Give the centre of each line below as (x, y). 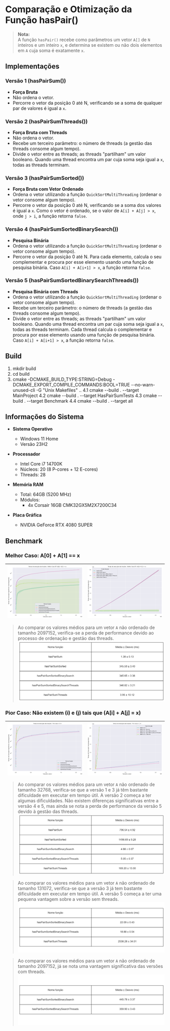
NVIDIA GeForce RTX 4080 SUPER (56, 525)
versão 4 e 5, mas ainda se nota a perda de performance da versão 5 (90, 806)
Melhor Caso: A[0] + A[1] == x (42, 555)
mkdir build (24, 368)
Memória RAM (28, 484)
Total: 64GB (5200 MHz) (46, 495)
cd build (21, 374)
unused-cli (24, 390)
